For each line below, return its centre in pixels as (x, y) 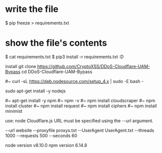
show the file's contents (56, 43)
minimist (14, 111)
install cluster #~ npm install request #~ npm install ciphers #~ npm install (81, 106)
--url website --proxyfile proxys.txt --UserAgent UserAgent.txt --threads (80, 130)
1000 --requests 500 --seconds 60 (41, 136)
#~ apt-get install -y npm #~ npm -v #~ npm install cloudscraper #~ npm (80, 100)
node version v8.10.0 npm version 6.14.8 (46, 145)
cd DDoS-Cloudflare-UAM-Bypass (57, 72)
